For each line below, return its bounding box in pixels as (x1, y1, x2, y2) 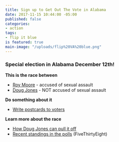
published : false (5, 16, 41, 21)
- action (5, 26, 23, 31)
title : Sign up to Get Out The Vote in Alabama (5, 7, 106, 12)
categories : (5, 21, 30, 26)
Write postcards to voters (12, 106, 65, 112)
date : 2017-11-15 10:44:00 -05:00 (5, 12, 77, 17)
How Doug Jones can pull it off (12, 126, 76, 132)
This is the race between (5, 72, 57, 78)
